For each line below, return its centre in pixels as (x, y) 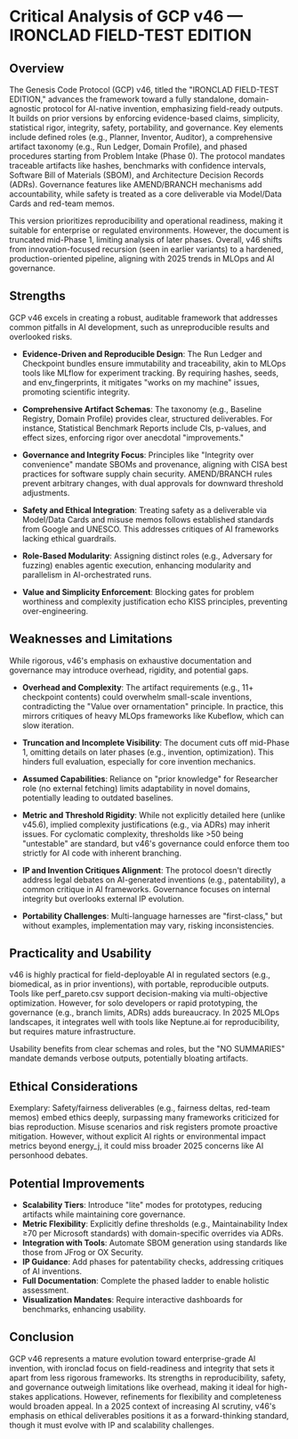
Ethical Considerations (73, 1086)
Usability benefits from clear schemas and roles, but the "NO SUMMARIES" (147, 1049)
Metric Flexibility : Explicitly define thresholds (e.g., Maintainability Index (155, 1224)
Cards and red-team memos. (62, 203)
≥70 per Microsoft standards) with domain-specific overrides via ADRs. (153, 1234)
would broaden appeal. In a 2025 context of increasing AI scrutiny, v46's (143, 1406)
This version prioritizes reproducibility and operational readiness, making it (146, 221)
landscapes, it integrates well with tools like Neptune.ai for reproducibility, (145, 1022)
